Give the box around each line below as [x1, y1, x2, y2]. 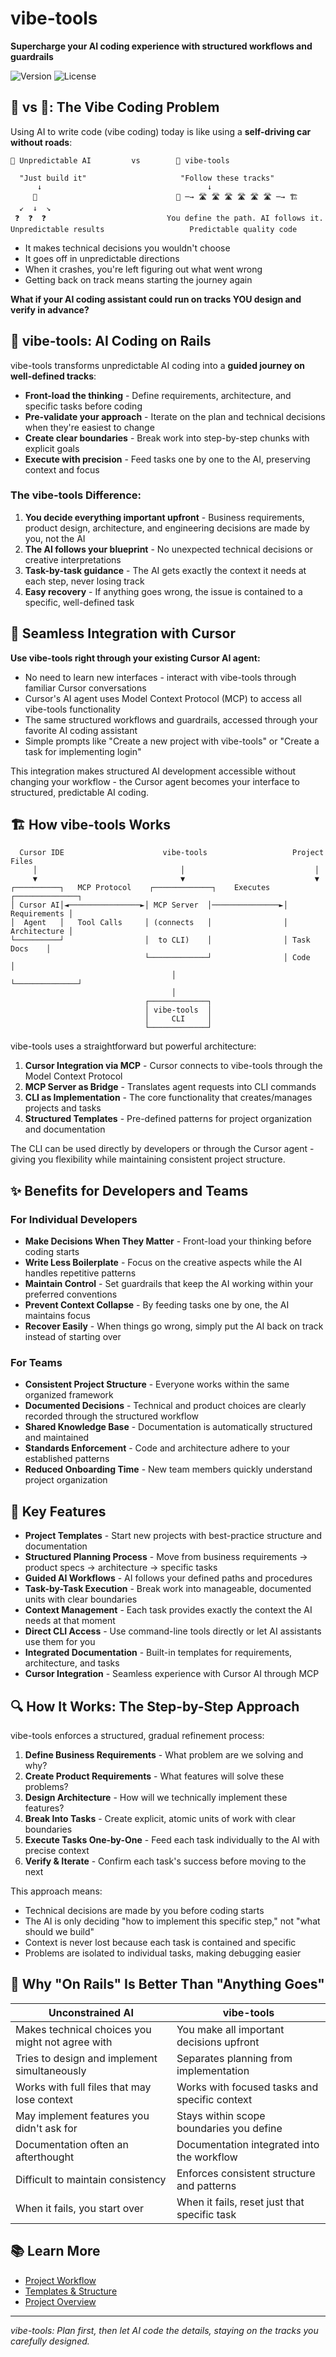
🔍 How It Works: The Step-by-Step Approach [10, 1698, 300, 1715]
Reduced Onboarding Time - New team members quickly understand [24, 1463, 313, 1476]
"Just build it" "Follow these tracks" [19, 173, 275, 183]
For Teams [10, 1356, 63, 1370]
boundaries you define [176, 2121, 283, 2135]
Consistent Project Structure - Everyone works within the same [24, 1378, 290, 1391]
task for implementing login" [24, 745, 142, 757]
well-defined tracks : [10, 370, 97, 382]
